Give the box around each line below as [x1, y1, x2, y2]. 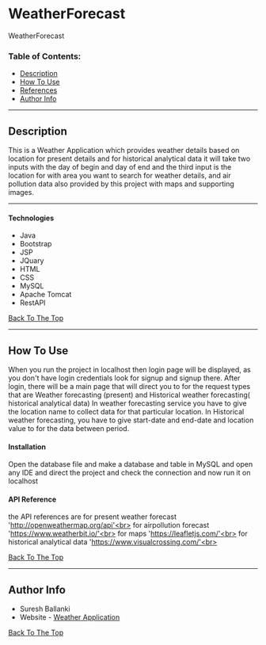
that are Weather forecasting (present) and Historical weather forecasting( [8, 390, 251, 400]
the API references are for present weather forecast [8, 512, 177, 521]
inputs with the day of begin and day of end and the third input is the [8, 162, 232, 172]
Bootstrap [19, 239, 52, 249]
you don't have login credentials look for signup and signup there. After [8, 373, 241, 383]
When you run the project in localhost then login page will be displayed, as [8, 365, 252, 375]
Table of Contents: [8, 51, 82, 62]
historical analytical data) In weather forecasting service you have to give [8, 399, 247, 408]
